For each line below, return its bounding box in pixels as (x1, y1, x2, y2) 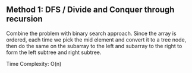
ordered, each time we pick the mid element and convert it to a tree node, (6, 36, 187, 43)
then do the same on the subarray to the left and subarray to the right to (6, 42, 182, 49)
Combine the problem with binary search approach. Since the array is (6, 30, 177, 37)
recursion (6, 14, 43, 24)
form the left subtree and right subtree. (6, 49, 102, 56)
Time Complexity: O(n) (6, 60, 62, 67)
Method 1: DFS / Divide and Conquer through (6, 5, 175, 15)
